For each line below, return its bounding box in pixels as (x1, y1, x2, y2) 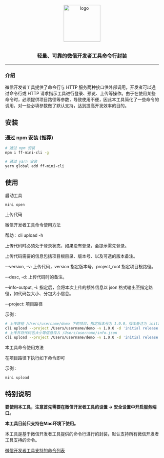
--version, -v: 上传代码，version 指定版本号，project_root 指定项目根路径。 (5, 264, 156, 270)
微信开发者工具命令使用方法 (5, 222, 61, 228)
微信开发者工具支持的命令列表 (5, 447, 65, 453)
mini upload (5, 375, 29, 380)
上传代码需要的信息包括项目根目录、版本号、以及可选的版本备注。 (5, 253, 138, 259)
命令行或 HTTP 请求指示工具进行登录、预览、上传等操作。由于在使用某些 (9, 90, 156, 96)
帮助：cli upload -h (5, 232, 43, 238)
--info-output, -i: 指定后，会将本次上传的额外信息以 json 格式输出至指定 (5, 284, 149, 290)
